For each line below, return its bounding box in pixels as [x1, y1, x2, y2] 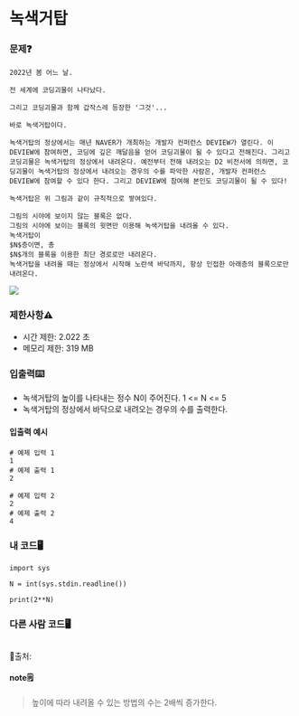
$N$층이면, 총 [9, 240, 55, 250]
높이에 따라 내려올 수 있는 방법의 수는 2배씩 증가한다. [31, 697, 218, 708]
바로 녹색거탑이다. [9, 121, 68, 130]
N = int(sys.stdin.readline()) [9, 579, 127, 589]
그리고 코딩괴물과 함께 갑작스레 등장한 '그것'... [9, 103, 168, 113]
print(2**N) [9, 595, 54, 604]
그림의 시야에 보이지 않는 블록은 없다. [9, 212, 133, 221]
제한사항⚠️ [9, 309, 53, 322]
